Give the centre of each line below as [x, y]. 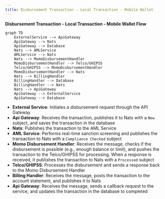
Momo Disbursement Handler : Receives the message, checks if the [82, 144]
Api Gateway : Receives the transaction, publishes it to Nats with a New [83, 117]
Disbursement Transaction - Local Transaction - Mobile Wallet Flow [76, 24]
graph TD [14, 33]
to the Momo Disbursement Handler [49, 170]
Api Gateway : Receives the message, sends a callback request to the [83, 186]
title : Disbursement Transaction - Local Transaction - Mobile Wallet [79, 10]
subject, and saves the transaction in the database [63, 123]
